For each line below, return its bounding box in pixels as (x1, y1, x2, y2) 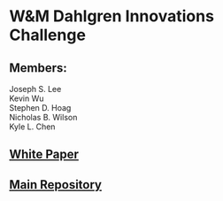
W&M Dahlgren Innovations (9, 6, 215, 27)
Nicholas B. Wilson (9, 112, 78, 122)
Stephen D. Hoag (9, 103, 72, 112)
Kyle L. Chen (9, 121, 56, 132)
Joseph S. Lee (9, 84, 62, 94)
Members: (9, 60, 68, 75)
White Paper (9, 147, 80, 162)
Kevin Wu (9, 93, 44, 104)
